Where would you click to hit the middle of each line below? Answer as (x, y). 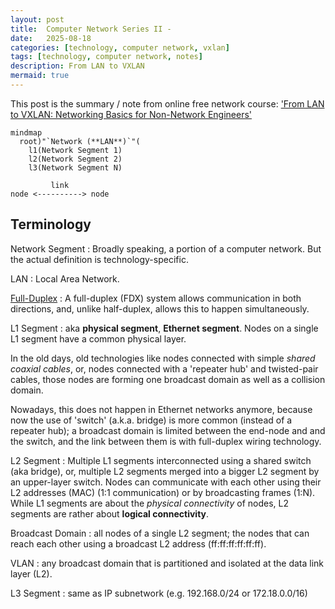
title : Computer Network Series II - (91, 29)
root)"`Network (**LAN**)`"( (80, 141)
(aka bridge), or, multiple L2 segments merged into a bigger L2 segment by (165, 471)
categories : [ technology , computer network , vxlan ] (120, 47)
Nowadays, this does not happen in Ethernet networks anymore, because (161, 409)
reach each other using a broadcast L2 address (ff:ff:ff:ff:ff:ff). (138, 543)
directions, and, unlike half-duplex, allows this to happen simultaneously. (160, 308)
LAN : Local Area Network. (65, 278)
